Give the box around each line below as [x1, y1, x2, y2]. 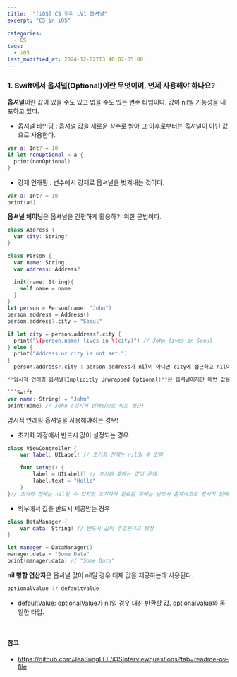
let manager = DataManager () [7, 544, 93, 551]
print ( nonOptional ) [13, 158, 71, 165]
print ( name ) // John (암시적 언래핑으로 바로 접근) [7, 402, 145, 409]
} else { [7, 343, 33, 351]
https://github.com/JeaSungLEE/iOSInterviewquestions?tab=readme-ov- [17, 655, 229, 663]
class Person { [7, 252, 52, 260]
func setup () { [20, 464, 65, 471]
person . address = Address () [7, 312, 90, 319]
